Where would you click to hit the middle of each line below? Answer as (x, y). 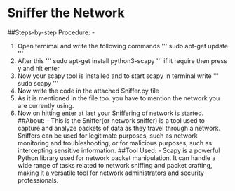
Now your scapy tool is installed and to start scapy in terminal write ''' (118, 76)
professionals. (38, 180)
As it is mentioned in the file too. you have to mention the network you (119, 98)
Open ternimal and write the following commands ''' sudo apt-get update (123, 46)
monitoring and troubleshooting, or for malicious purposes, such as (115, 143)
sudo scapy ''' (38, 83)
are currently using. (46, 105)
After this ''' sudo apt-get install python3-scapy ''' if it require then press (122, 60)
